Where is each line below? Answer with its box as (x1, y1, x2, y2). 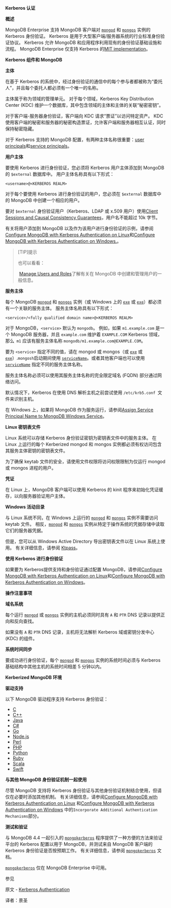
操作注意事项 (5, 590, 32, 596)
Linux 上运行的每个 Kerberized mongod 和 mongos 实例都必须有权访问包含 (5, 441, 162, 447)
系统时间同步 (5, 646, 32, 652)
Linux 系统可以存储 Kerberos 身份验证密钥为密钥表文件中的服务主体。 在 (5, 435, 157, 441)
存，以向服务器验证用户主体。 (5, 493, 68, 499)
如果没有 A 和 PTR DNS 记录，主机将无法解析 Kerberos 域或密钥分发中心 (5, 629, 154, 635)
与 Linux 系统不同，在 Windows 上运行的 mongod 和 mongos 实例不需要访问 (5, 515, 158, 521)
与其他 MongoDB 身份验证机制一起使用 (5, 777, 87, 782)
